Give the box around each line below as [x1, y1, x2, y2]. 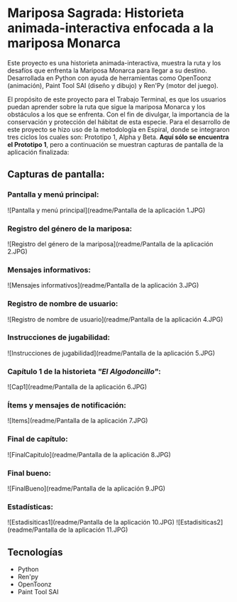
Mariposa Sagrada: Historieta [7, 5, 184, 21]
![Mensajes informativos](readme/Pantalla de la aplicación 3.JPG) [7, 281, 199, 290]
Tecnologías [7, 546, 63, 558]
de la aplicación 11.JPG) [59, 525, 128, 534]
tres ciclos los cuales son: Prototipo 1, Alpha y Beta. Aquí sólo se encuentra [7, 133, 229, 141]
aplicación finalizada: [7, 148, 70, 156]
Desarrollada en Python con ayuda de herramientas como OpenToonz [7, 73, 211, 82]
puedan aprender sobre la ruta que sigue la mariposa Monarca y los [7, 102, 206, 111]
